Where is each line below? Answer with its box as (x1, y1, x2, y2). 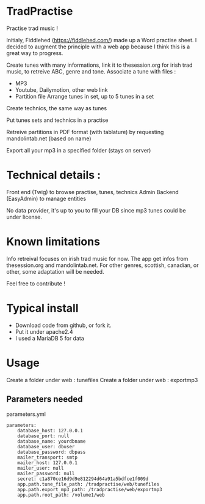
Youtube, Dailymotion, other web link (15, 86, 108, 93)
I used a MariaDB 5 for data (15, 334, 84, 342)
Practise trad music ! (6, 24, 59, 32)
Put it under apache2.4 (15, 328, 73, 335)
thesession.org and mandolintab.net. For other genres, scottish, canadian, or (6, 261, 199, 269)
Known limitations (6, 235, 101, 249)
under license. (6, 213, 43, 220)
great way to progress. (6, 49, 63, 56)
